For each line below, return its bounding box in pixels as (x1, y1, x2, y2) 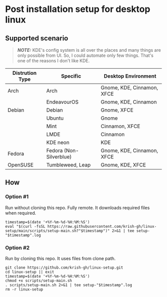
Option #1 (5, 193, 29, 200)
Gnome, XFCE (100, 107, 134, 113)
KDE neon (46, 139, 70, 146)
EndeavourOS (46, 99, 79, 105)
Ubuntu (46, 115, 64, 122)
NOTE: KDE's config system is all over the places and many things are (17, 47, 161, 53)
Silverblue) (46, 153, 72, 160)
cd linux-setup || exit (5, 269, 55, 275)
